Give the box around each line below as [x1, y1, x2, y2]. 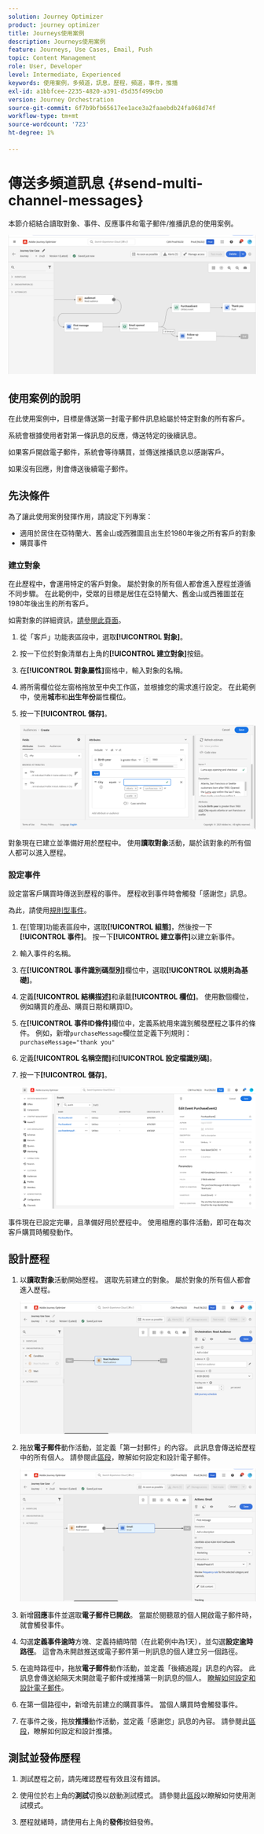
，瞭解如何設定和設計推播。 [26, 1726, 116, 1736]
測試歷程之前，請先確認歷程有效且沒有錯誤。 [19, 1773, 165, 1783]
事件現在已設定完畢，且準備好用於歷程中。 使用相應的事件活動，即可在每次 [8, 1217, 251, 1227]
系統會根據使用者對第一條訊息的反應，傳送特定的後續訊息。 [8, 431, 201, 440]
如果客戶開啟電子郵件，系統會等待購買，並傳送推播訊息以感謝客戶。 [8, 447, 229, 456]
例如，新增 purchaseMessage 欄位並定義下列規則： [35, 1028, 192, 1037]
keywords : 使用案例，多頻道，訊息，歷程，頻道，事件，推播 [8, 79, 178, 87]
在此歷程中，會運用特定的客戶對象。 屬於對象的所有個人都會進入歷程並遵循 [8, 579, 251, 589]
